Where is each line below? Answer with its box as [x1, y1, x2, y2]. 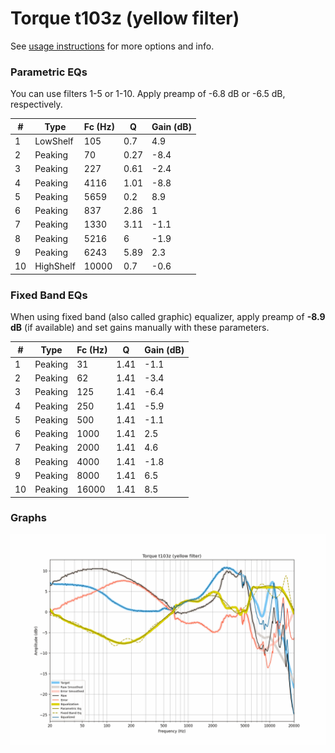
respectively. [10, 98, 63, 111]
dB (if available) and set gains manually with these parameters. [10, 322, 270, 334]
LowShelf [34, 135, 74, 147]
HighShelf [34, 260, 76, 272]
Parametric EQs [10, 65, 88, 79]
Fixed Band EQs [10, 288, 88, 302]
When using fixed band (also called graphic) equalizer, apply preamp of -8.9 [10, 311, 326, 323]
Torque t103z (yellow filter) [10, 7, 240, 30]
